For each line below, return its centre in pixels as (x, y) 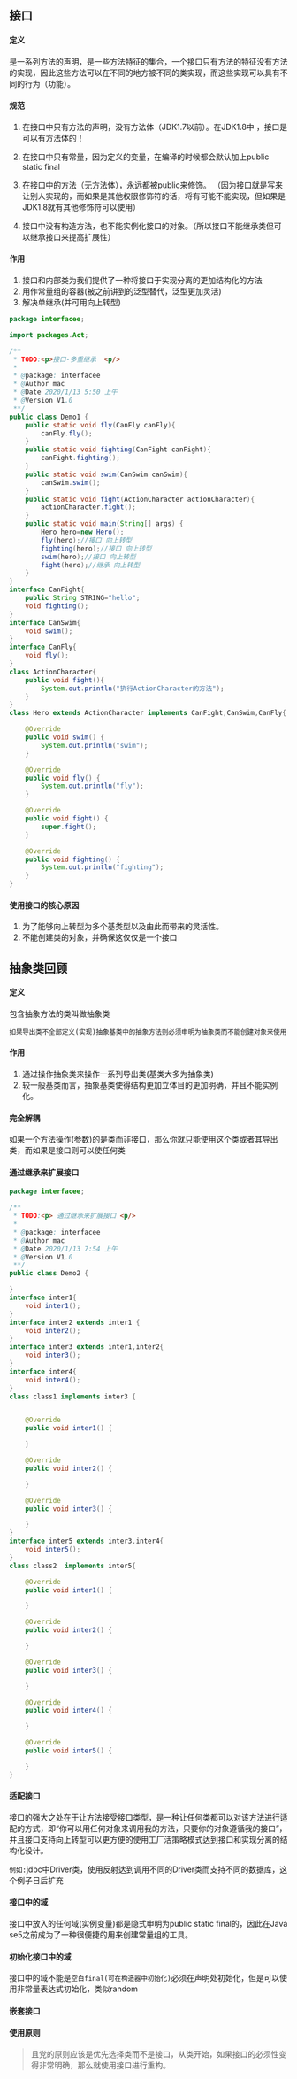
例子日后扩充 (40, 1880)
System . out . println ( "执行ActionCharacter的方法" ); (133, 689)
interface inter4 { (43, 1371)
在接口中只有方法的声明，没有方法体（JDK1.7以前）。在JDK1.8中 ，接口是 (155, 127)
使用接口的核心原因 (44, 905)
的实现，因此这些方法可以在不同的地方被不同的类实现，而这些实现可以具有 (145, 73)
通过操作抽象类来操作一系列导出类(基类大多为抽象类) (118, 1074)
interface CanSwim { (45, 622)
